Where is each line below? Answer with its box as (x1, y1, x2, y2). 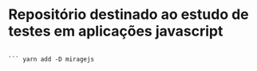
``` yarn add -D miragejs (8, 55, 94, 63)
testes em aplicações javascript (8, 22, 223, 40)
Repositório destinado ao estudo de (8, 6, 249, 24)
